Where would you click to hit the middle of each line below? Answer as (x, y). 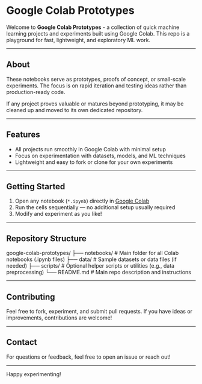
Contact (22, 342)
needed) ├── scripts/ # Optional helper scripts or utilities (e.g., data (90, 266)
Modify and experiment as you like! (58, 214)
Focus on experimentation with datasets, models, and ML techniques (100, 156)
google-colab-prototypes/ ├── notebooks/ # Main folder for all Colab (93, 253)
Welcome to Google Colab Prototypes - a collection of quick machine (93, 27)
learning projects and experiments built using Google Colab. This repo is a (98, 33)
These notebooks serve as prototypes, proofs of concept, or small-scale (96, 79)
